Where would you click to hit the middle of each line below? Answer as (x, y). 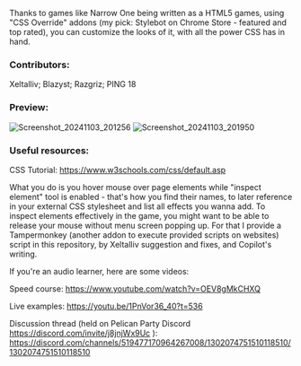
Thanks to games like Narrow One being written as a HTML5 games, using (147, 13)
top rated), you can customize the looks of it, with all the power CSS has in (147, 32)
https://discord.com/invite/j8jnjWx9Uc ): (84, 333)
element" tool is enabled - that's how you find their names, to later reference (151, 196)
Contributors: (40, 65)
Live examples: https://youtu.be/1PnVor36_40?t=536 (106, 306)
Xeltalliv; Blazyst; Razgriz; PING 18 (73, 84)
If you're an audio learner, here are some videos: (99, 271)
